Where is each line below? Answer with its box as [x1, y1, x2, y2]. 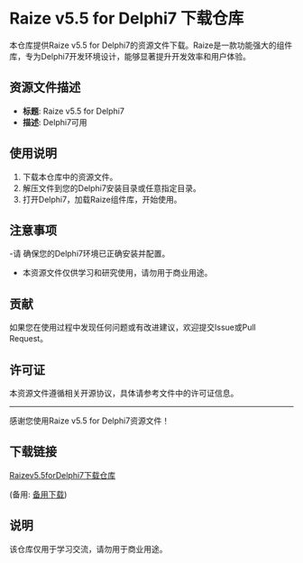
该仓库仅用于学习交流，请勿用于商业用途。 [9, 543, 168, 554]
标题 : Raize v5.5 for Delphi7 [22, 105, 124, 116]
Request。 [9, 333, 48, 344]
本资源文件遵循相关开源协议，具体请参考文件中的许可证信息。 [9, 388, 239, 398]
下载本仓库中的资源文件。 [22, 171, 118, 182]
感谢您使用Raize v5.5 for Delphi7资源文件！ [9, 415, 170, 426]
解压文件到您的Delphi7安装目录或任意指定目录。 [22, 182, 201, 194]
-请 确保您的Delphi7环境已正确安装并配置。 [9, 249, 170, 259]
